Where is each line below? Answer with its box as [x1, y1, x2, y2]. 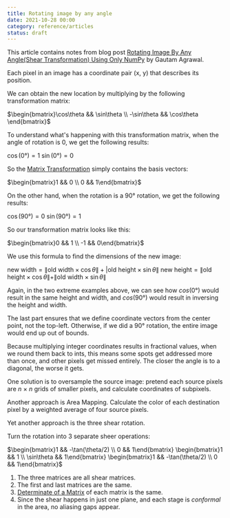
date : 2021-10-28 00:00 [7, 17, 76, 23]
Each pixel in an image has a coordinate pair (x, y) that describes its [7, 69, 200, 77]
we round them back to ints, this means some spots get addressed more [7, 349, 213, 358]
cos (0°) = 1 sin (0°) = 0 [7, 152, 74, 160]
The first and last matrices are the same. [17, 481, 132, 489]
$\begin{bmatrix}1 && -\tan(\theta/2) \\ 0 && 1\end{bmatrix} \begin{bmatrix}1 [7, 446, 223, 454]
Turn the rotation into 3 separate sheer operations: [7, 432, 150, 441]
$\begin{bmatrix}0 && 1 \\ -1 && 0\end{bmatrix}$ [7, 239, 145, 247]
